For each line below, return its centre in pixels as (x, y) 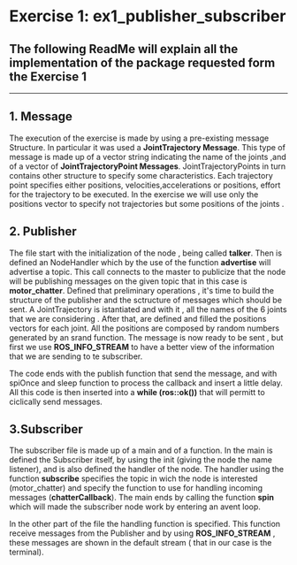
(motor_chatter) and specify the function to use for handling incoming (136, 488)
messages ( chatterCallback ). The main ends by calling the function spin (141, 498)
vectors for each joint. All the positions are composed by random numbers (145, 328)
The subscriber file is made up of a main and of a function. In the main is (141, 450)
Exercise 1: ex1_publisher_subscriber (148, 16)
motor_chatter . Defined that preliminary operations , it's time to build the (141, 290)
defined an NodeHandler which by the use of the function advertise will (140, 262)
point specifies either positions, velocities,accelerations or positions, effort (145, 185)
